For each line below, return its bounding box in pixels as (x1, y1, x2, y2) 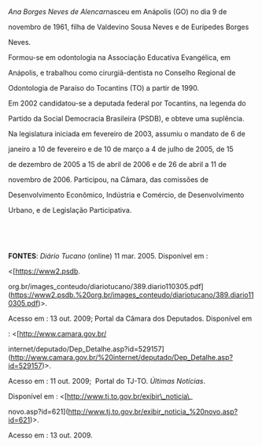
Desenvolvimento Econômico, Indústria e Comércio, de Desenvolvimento (8, 190, 245, 199)
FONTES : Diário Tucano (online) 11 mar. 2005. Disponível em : (8, 251, 208, 260)
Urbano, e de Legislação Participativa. (8, 206, 132, 214)
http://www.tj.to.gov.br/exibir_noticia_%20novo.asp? (68, 407, 238, 416)
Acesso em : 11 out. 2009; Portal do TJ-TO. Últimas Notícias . (8, 377, 206, 385)
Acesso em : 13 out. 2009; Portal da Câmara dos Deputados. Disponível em (8, 314, 253, 323)
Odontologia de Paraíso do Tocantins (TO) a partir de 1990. (8, 84, 199, 92)
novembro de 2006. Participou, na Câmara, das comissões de (8, 175, 208, 184)
